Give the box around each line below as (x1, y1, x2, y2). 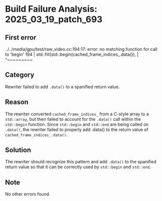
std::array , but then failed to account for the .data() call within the (5, 116, 141, 122)
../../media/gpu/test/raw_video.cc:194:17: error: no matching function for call (5, 46, 158, 52)
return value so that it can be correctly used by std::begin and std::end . (5, 164, 151, 170)
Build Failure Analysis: (5, 3, 98, 15)
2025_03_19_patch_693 (5, 14, 102, 25)
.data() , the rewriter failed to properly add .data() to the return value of (5, 126, 149, 133)
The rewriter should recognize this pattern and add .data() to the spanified (5, 159, 157, 165)
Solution (5, 146, 31, 155)
